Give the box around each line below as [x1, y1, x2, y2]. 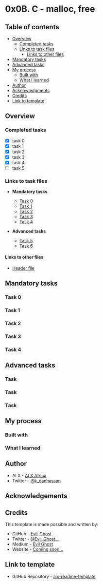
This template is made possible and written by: [5, 521, 99, 527]
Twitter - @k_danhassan [12, 478, 61, 484]
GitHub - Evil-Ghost [12, 530, 52, 537]
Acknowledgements [5, 492, 68, 500]
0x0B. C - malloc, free [5, 3, 95, 15]
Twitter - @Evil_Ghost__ [12, 536, 59, 542]
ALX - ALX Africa [12, 472, 47, 478]
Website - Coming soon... [12, 546, 63, 552]
